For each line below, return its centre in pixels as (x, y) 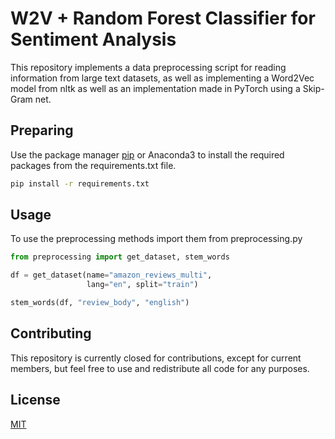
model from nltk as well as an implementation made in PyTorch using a (155, 88)
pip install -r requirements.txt (80, 183)
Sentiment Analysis (93, 39)
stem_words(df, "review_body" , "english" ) (100, 303)
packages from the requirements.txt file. (93, 165)
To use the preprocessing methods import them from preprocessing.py (156, 239)
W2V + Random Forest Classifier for (163, 18)
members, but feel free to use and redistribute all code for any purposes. (160, 368)
